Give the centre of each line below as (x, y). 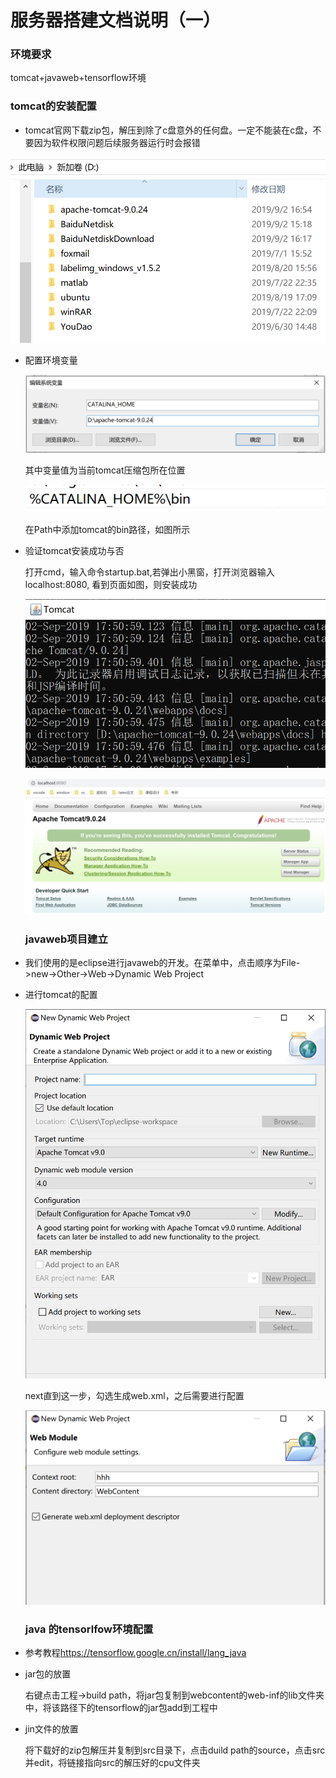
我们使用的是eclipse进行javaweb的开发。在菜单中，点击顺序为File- (162, 963)
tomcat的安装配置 (53, 106)
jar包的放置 (48, 1674)
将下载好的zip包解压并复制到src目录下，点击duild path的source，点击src (175, 1750)
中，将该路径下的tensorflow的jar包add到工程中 (121, 1708)
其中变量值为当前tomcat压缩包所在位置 (105, 470)
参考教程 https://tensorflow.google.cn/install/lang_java (135, 1653)
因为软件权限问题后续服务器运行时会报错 (117, 142)
